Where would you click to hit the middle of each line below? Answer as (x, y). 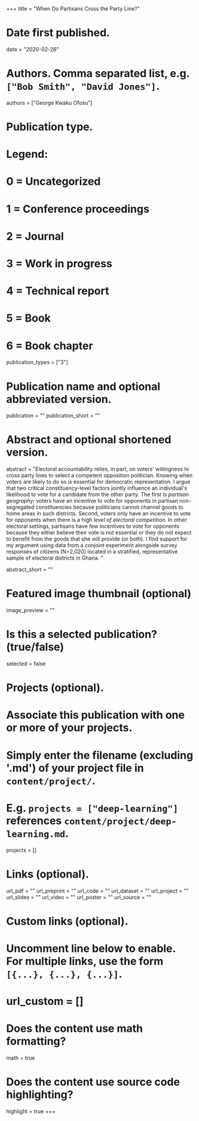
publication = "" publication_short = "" (53, 416)
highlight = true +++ (31, 1111)
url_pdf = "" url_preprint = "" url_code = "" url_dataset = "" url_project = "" (98, 891)
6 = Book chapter (50, 346)
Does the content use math (75, 1029)
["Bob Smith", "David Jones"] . (83, 86)
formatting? (36, 1041)
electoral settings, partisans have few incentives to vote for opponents (93, 526)
